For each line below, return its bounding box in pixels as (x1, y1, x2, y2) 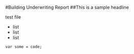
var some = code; (5, 44, 42, 49)
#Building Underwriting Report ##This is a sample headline (5, 5, 129, 10)
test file (5, 14, 21, 20)
